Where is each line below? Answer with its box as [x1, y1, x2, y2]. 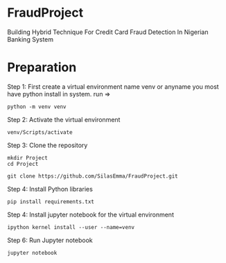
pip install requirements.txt [7, 198, 95, 205]
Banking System [7, 35, 54, 43]
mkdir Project [7, 154, 49, 161]
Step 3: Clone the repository [7, 141, 88, 149]
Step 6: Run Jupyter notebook [7, 236, 94, 244]
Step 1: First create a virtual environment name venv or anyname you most [7, 82, 220, 91]
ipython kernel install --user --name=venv [7, 223, 135, 230]
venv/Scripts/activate [7, 128, 73, 136]
